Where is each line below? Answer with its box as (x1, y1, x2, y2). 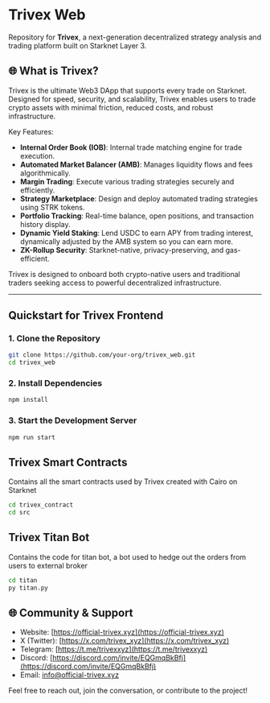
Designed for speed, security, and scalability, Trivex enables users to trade (8, 94, 256, 104)
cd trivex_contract (8, 501, 74, 509)
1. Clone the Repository (8, 333, 100, 344)
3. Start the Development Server (8, 415, 137, 426)
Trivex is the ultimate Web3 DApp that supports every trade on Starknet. (8, 85, 247, 95)
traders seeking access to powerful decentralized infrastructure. (8, 278, 222, 287)
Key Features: (8, 126, 54, 136)
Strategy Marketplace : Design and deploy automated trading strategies (19, 193, 259, 203)
